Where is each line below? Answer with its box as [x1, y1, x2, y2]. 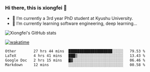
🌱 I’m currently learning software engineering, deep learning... [12, 20, 138, 26]
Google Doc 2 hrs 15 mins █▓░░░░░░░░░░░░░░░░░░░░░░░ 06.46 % [5, 58, 146, 63]
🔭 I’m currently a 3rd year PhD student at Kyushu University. [12, 16, 133, 21]
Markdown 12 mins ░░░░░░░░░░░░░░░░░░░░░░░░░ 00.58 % [5, 62, 146, 67]
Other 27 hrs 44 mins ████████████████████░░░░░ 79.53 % [5, 49, 146, 54]
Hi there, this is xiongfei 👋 [5, 4, 67, 11]
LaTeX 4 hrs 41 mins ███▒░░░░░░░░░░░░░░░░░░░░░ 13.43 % [5, 54, 146, 58]
